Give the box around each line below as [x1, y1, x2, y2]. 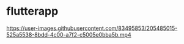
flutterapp [6, 4, 59, 18]
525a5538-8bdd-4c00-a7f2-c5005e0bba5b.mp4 [6, 31, 131, 38]
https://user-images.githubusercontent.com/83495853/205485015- [6, 24, 178, 32]
